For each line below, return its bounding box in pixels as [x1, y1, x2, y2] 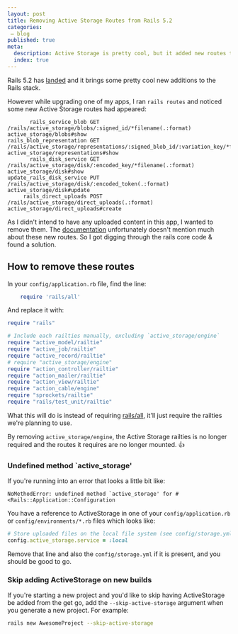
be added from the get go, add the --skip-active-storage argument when [7, 599, 224, 607]
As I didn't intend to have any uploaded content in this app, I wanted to [7, 217, 214, 226]
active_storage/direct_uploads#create [7, 205, 122, 213]
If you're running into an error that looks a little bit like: [7, 477, 166, 485]
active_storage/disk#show [7, 168, 84, 175]
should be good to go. [7, 557, 72, 565]
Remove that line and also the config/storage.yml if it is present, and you [7, 550, 221, 558]
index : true [13, 57, 50, 64]
